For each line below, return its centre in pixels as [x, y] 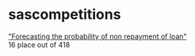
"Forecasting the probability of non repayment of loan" [98, 36]
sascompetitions [65, 15]
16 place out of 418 [39, 44]
